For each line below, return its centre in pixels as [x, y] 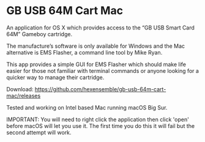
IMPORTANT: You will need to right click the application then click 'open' [98, 119]
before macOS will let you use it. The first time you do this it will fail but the [100, 125]
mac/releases [24, 95]
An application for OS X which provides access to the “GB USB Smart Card [100, 28]
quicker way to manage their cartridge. [55, 77]
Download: [20, 89]
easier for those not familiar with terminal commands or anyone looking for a [102, 70]
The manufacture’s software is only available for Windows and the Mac [96, 46]
